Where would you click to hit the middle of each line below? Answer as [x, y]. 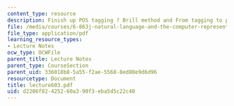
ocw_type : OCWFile [34, 53]
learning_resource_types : [45, 40]
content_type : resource [42, 14]
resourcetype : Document [42, 78]
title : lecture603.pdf [40, 85]
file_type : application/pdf [48, 33]
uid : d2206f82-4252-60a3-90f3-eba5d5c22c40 [71, 91]
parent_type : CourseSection [48, 66]
